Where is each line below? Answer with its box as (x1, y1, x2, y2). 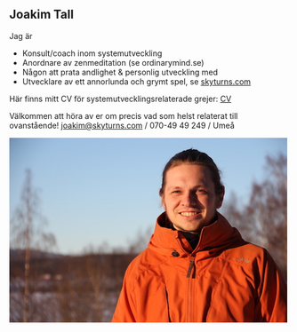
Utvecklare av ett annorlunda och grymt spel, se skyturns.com (21, 75, 252, 87)
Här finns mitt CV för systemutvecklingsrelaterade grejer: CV (9, 93, 232, 104)
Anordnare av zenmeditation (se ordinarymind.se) (21, 57, 205, 67)
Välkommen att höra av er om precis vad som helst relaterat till (9, 110, 238, 121)
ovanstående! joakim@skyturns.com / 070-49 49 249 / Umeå (9, 120, 236, 130)
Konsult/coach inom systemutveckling (21, 48, 163, 59)
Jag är (9, 30, 33, 41)
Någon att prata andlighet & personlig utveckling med (21, 67, 218, 77)
